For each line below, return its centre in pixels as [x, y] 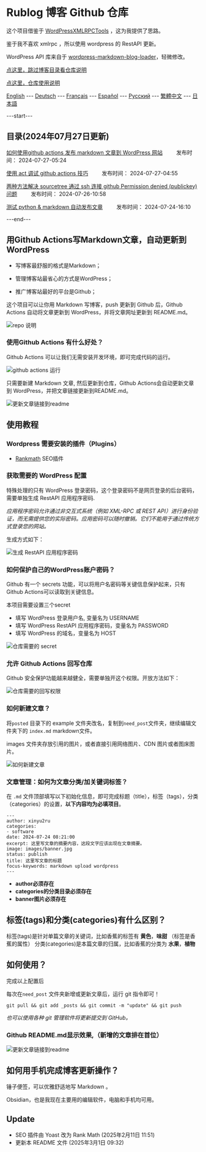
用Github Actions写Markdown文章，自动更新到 [97, 240]
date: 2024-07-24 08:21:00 [41, 837]
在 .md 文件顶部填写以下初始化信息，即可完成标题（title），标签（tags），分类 [102, 797]
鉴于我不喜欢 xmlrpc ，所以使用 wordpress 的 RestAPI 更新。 [83, 44]
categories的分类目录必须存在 [53, 892]
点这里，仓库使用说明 [33, 83]
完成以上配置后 [25, 980]
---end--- [19, 219]
